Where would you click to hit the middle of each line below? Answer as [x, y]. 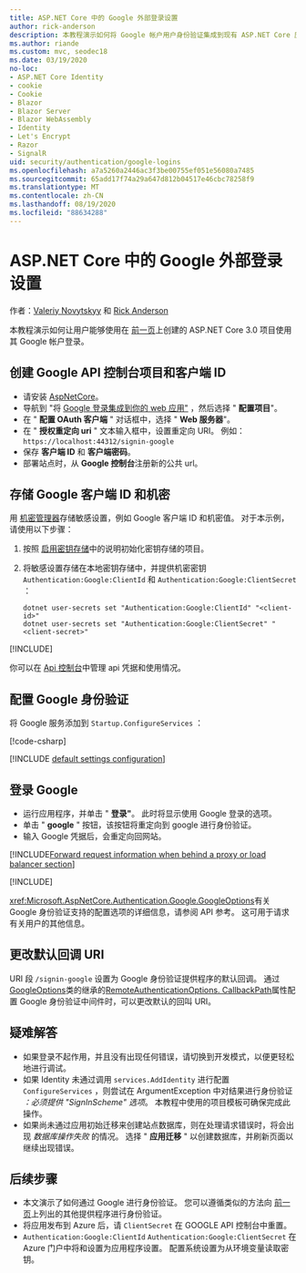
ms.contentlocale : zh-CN [56, 196]
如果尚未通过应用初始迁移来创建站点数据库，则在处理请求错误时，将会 [154, 1124]
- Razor [24, 145]
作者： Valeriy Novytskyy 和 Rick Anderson [89, 310]
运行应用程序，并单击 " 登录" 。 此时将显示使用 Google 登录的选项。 [150, 813]
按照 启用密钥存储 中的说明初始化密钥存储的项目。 [116, 549]
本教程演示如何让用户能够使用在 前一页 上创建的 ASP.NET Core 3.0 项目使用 [151, 330]
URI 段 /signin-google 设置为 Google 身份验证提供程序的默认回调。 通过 [145, 978]
